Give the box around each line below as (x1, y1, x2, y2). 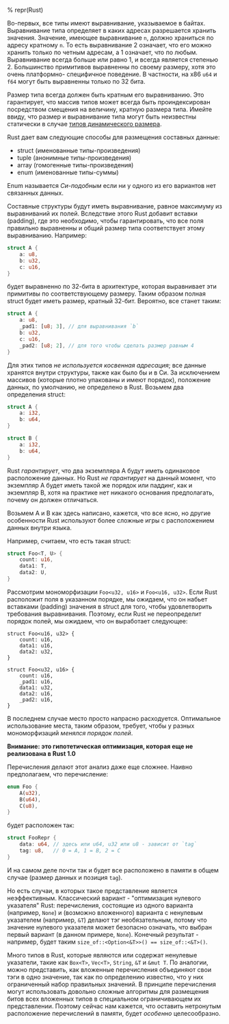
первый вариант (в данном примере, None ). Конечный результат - (7, 930, 199, 938)
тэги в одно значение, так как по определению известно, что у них (7, 973, 204, 981)
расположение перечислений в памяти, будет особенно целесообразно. (7, 1009, 221, 1017)
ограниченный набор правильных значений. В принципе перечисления (7, 980, 217, 988)
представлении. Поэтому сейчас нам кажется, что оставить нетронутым (7, 1001, 221, 1010)
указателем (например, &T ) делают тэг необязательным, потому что (7, 916, 207, 924)
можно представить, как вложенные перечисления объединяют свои (7, 965, 212, 973)
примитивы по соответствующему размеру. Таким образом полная (7, 289, 206, 298)
